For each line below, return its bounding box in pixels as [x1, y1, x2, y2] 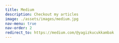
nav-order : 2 [5, 26, 32, 31]
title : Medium [5, 7, 35, 12]
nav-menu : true [5, 21, 37, 26]
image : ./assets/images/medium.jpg [5, 16, 79, 21]
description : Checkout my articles [5, 12, 79, 17]
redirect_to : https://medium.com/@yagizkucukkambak [5, 30, 114, 35]
